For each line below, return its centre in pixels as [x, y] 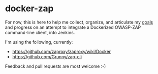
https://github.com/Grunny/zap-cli [47, 56]
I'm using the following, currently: [39, 42]
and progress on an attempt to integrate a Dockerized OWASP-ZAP [73, 27]
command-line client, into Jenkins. [40, 32]
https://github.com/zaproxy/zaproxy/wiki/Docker [62, 51]
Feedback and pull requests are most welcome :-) [56, 66]
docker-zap [30, 9]
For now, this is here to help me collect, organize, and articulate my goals [79, 22]
